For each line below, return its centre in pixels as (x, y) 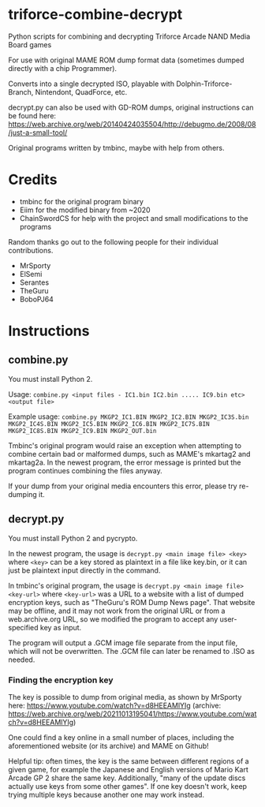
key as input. (61, 627)
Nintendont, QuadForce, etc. (81, 92)
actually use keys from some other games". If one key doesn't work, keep (127, 786)
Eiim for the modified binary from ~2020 (85, 210)
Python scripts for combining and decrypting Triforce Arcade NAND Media (129, 36)
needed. (22, 659)
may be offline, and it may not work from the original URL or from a (117, 611)
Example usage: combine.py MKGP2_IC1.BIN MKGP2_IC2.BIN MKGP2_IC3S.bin (129, 417)
